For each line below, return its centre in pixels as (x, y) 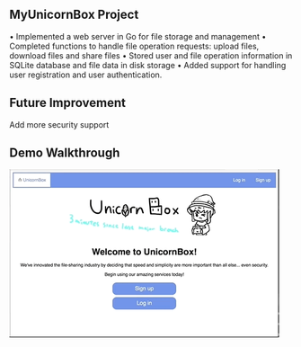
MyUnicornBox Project (74, 15)
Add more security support (59, 124)
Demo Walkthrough (65, 153)
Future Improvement (67, 103)
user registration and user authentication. (86, 75)
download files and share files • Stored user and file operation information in (151, 55)
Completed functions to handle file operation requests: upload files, (134, 46)
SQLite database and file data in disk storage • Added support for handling (148, 65)
